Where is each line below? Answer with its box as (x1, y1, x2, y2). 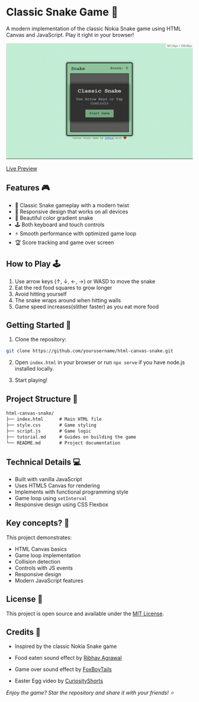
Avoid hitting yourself (14, 290, 67, 298)
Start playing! (14, 377, 48, 384)
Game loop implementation (14, 552, 81, 559)
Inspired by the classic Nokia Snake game (14, 643, 117, 650)
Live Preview (6, 165, 37, 172)
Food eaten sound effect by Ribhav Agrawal (14, 654, 122, 662)
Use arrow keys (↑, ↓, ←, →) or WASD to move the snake (14, 277, 156, 284)
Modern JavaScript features (14, 577, 84, 584)
